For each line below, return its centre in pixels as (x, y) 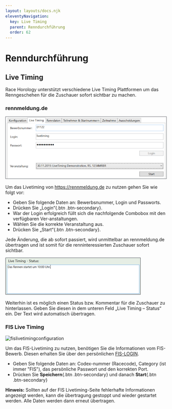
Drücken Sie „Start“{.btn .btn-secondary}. (57, 230)
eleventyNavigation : (27, 16)
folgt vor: (15, 192)
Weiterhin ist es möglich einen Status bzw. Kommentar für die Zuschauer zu (85, 303)
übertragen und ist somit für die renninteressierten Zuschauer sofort (77, 245)
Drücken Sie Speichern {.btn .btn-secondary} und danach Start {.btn (84, 374)
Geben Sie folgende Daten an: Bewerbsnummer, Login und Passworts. (87, 203)
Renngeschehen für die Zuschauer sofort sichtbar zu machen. (71, 95)
